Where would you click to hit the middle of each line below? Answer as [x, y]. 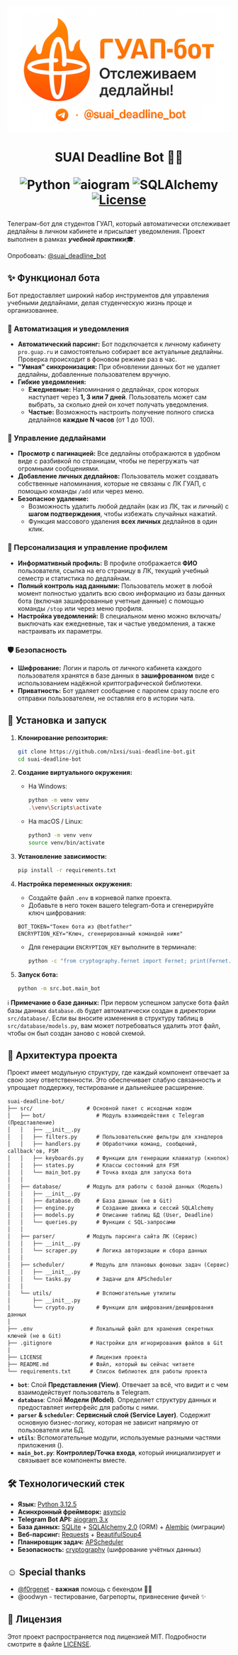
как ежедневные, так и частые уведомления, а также [134, 623]
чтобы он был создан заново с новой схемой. [76, 1033]
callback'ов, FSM [33, 1151]
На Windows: [47, 786]
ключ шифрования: [57, 913]
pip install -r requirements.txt [67, 870]
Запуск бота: [38, 974]
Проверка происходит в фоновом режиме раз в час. [97, 359]
